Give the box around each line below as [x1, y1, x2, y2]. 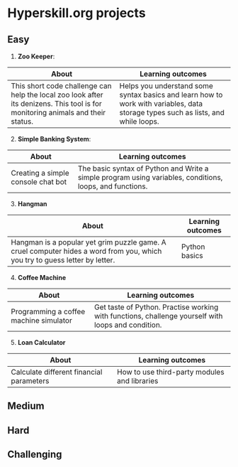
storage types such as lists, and [119, 108, 225, 117]
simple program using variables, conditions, [77, 173, 223, 182]
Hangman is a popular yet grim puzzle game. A [11, 237, 166, 247]
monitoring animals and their [11, 108, 106, 117]
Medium [7, 400, 45, 412]
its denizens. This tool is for [11, 99, 103, 108]
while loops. [119, 117, 159, 126]
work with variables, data [119, 99, 203, 108]
